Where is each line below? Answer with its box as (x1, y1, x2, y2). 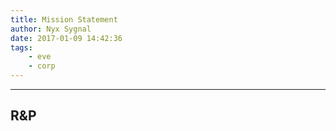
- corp (28, 61, 56, 71)
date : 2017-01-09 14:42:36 (10, 33, 123, 43)
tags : (10, 42, 33, 53)
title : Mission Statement (10, 14, 118, 25)
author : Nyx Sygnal (10, 24, 92, 34)
